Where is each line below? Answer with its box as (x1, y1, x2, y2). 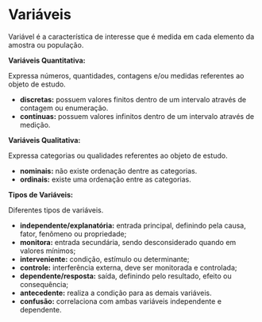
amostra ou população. (8, 40, 84, 49)
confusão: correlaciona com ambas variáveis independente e (19, 296, 222, 306)
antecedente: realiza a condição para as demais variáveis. (19, 288, 212, 297)
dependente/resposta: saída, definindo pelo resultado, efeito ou (19, 271, 232, 281)
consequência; (19, 279, 69, 289)
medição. (19, 120, 51, 129)
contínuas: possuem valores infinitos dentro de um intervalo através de (19, 111, 255, 121)
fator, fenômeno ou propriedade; (19, 228, 127, 239)
